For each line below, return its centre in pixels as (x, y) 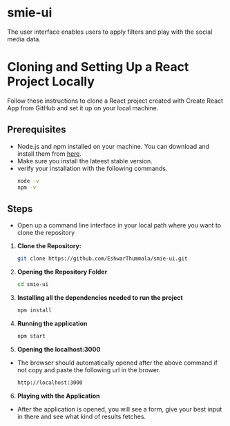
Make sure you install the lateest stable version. (85, 161)
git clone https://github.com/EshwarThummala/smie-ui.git (102, 259)
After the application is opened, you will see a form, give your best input (119, 409)
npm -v (27, 187)
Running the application (52, 323)
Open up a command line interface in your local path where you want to (119, 225)
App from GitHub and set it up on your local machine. (83, 108)
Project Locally (51, 82)
